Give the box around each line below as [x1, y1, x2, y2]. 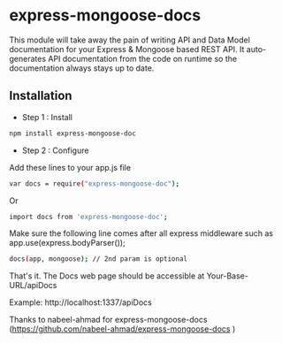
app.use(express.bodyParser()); [9, 238, 126, 248]
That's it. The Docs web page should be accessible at [9, 271, 205, 281]
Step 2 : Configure [21, 145, 89, 156]
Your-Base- [206, 271, 249, 281]
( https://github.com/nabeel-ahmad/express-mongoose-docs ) [9, 324, 236, 334]
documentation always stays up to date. [9, 63, 155, 73]
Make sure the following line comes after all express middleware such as [9, 228, 274, 239]
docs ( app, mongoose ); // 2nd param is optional [9, 255, 188, 263]
